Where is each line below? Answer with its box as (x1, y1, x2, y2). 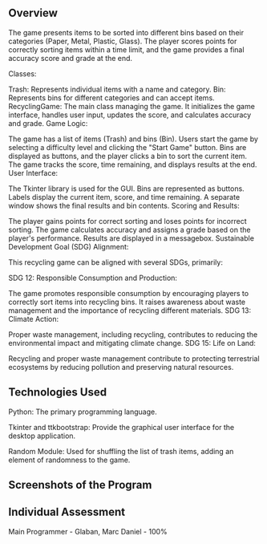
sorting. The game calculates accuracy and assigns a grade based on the (8, 225, 251, 234)
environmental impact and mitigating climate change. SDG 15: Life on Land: (8, 338, 257, 347)
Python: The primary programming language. (8, 407, 158, 416)
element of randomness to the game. (8, 455, 131, 465)
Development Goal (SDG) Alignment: (8, 242, 129, 251)
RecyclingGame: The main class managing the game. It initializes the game (8, 101, 255, 111)
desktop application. (8, 431, 76, 440)
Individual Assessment (8, 505, 126, 519)
